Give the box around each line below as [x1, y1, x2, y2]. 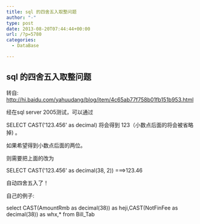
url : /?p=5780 [6, 31, 42, 38]
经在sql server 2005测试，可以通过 [6, 108, 94, 116]
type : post [6, 20, 34, 26]
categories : [6, 37, 36, 43]
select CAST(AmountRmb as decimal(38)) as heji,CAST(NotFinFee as [6, 204, 178, 211]
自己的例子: [6, 192, 35, 199]
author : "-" [6, 15, 36, 21]
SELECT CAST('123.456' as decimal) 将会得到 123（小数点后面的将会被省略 [6, 121, 194, 128]
